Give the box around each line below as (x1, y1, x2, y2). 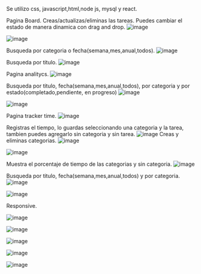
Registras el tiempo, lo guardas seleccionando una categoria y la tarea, (6, 124, 184, 131)
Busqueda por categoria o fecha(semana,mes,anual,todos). (6, 47, 155, 54)
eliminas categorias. (6, 137, 56, 144)
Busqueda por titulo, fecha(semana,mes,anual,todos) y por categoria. (6, 173, 180, 179)
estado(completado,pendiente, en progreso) (6, 89, 117, 96)
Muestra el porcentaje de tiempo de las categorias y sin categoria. (6, 160, 172, 168)
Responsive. (6, 202, 38, 209)
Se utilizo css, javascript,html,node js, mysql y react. (6, 5, 138, 12)
